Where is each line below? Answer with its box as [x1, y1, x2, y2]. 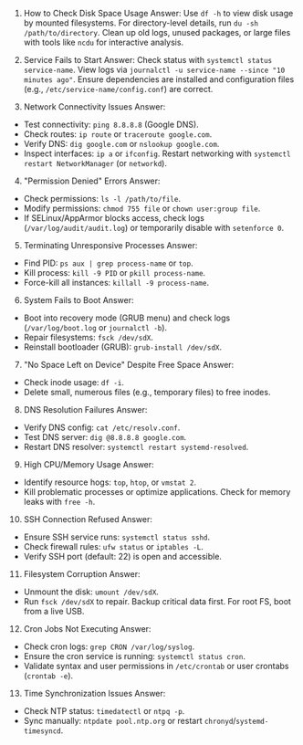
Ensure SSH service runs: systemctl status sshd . [23, 531, 211, 542]
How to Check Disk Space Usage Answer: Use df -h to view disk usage [23, 8, 294, 18]
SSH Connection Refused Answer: [23, 514, 153, 524]
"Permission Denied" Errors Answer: [23, 175, 161, 186]
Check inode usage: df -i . [23, 377, 124, 387]
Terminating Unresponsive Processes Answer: [23, 240, 198, 250]
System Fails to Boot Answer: [23, 295, 134, 305]
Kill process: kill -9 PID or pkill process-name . [23, 268, 206, 278]
